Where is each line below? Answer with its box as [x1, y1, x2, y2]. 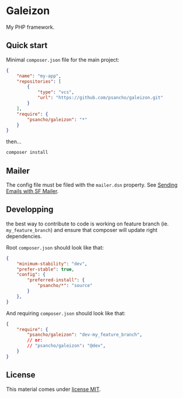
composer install [6, 150, 49, 156]
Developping [6, 204, 54, 215]
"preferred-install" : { [27, 277, 85, 283]
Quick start [6, 41, 48, 50]
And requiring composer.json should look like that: [6, 309, 126, 316]
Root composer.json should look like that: [6, 244, 104, 251]
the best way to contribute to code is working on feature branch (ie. [6, 220, 169, 227]
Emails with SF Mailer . [6, 187, 59, 194]
